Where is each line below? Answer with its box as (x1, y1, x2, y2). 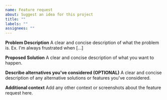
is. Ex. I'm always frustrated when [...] (5, 45, 83, 51)
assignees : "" (5, 26, 35, 31)
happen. (5, 60, 23, 66)
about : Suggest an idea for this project (5, 12, 94, 17)
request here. (5, 90, 33, 96)
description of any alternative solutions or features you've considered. (5, 75, 151, 81)
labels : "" (5, 21, 28, 26)
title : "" (5, 16, 26, 21)
